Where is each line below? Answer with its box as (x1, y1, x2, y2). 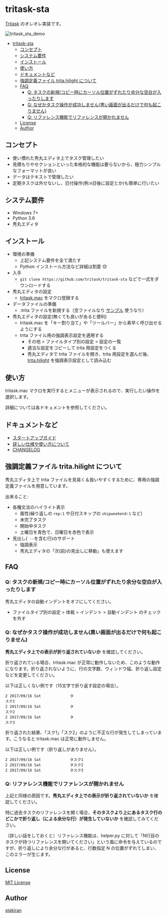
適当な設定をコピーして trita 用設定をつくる (27, 345, 117, 351)
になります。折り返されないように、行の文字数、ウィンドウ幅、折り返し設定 (5, 665, 162, 671)
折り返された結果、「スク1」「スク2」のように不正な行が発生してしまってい (5, 729, 158, 735)
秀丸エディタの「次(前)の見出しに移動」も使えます (19, 547, 124, 553)
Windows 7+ (12, 209, 38, 215)
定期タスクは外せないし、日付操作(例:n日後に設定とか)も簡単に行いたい (12, 180, 160, 186)
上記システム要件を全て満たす (19, 257, 81, 263)
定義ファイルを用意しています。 (5, 482, 71, 488)
